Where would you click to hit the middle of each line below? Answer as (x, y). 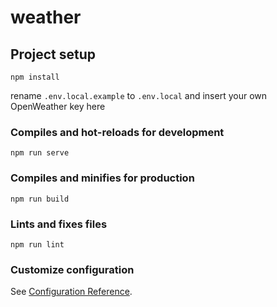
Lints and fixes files (59, 224)
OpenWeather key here (58, 106)
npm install (35, 77)
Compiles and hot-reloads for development (117, 132)
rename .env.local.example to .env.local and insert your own (139, 95)
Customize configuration (72, 269)
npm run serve (40, 153)
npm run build (40, 199)
